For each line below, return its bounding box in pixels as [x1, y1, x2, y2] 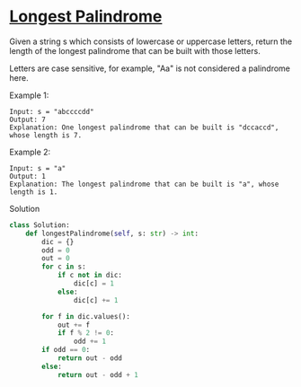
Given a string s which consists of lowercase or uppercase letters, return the [9, 36, 293, 47]
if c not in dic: [57, 271, 123, 280]
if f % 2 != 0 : [57, 329, 115, 338]
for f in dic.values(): [41, 312, 130, 321]
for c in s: [41, 262, 87, 271]
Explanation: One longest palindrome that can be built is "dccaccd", [9, 123, 279, 132]
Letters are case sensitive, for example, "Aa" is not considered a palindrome [9, 63, 290, 74]
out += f [57, 321, 91, 330]
